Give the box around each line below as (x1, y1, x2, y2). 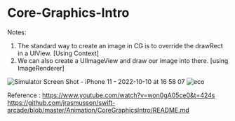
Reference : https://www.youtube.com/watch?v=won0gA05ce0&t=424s (7, 91, 215, 99)
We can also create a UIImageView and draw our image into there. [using (17, 56, 229, 64)
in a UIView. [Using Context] (17, 49, 100, 57)
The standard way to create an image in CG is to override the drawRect (17, 41, 223, 50)
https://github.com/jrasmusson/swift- (7, 98, 116, 106)
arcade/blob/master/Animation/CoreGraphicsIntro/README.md (7, 106, 189, 114)
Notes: (7, 28, 27, 36)
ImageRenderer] (17, 64, 65, 72)
